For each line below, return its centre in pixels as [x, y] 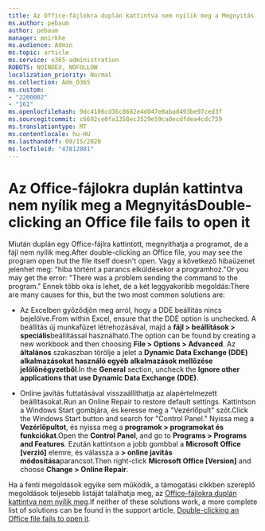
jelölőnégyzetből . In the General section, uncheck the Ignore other [130, 369]
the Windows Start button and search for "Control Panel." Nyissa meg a [137, 419]
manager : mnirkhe [37, 38]
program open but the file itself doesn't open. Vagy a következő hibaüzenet [132, 261]
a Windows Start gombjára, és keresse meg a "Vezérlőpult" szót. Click [134, 410]
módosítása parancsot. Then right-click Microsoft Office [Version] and [135, 461]
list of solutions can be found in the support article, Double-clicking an [124, 510]
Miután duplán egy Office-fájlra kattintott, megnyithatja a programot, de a [129, 244]
